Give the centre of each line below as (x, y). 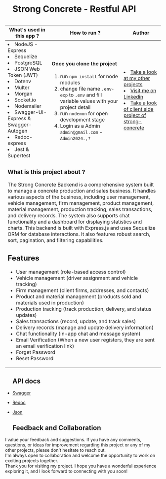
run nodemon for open (84, 113)
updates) (26, 315)
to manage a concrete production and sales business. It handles (82, 191)
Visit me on (143, 91)
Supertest (19, 155)
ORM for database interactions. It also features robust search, (79, 234)
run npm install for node (89, 76)
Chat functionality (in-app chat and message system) (78, 334)
